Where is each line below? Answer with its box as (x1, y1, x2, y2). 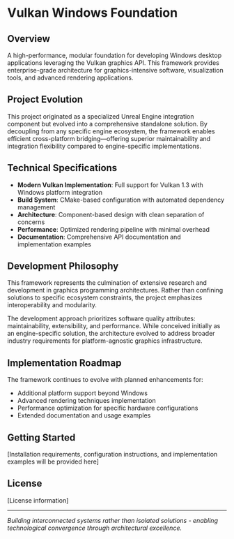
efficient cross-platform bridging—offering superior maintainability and (7, 134, 211, 142)
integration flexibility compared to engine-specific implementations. (7, 142, 202, 150)
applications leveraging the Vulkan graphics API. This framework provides (7, 59, 219, 67)
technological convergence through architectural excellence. (7, 524, 182, 532)
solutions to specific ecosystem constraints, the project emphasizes (7, 293, 203, 302)
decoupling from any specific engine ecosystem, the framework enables (7, 127, 215, 135)
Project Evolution (7, 94, 84, 105)
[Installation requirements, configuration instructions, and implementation (7, 450, 218, 459)
